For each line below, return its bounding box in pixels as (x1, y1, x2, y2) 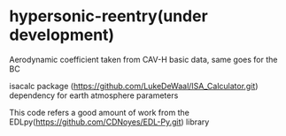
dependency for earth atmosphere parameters (9, 90, 179, 101)
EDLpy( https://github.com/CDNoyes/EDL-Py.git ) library (9, 117, 210, 127)
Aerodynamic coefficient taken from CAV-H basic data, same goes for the (9, 54, 278, 64)
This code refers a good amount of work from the (9, 107, 190, 117)
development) (9, 25, 115, 45)
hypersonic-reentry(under (9, 6, 208, 26)
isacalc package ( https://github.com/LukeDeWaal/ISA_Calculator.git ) (9, 80, 259, 91)
